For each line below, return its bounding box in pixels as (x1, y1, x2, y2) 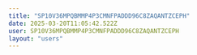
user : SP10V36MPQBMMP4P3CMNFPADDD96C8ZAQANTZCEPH (8, 27, 180, 35)
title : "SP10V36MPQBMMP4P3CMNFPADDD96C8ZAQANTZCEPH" (8, 11, 191, 20)
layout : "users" (8, 34, 63, 43)
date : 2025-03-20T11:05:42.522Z (8, 19, 118, 27)
